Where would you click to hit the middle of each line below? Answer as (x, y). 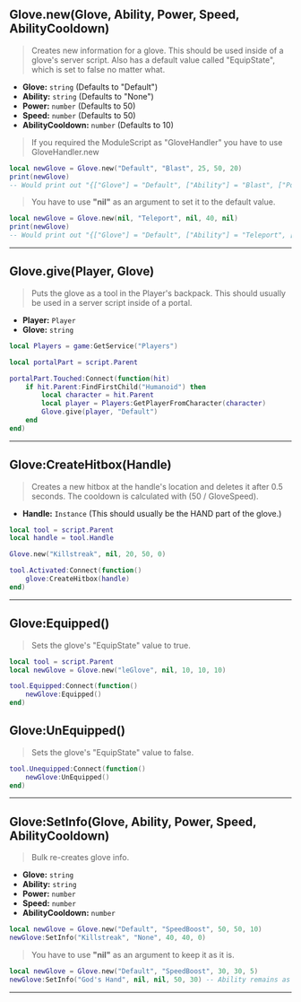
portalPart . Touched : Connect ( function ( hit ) (90, 379)
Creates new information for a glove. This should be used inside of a (157, 50)
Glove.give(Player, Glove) (82, 271)
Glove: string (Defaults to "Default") (90, 87)
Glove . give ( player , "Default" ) (100, 412)
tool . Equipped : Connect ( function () (74, 686)
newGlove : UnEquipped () (68, 777)
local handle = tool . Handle (62, 538)
